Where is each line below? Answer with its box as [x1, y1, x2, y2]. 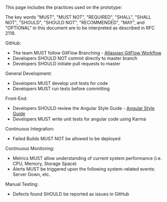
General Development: [5, 70, 52, 76]
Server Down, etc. [12, 172, 51, 177]
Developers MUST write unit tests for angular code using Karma [12, 116, 146, 122]
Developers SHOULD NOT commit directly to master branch [12, 55, 138, 61]
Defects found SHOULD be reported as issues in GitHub [12, 191, 130, 197]
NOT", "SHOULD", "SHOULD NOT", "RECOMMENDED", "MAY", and [5, 20, 145, 25]
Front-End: [5, 96, 28, 101]
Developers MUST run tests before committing [12, 86, 110, 92]
